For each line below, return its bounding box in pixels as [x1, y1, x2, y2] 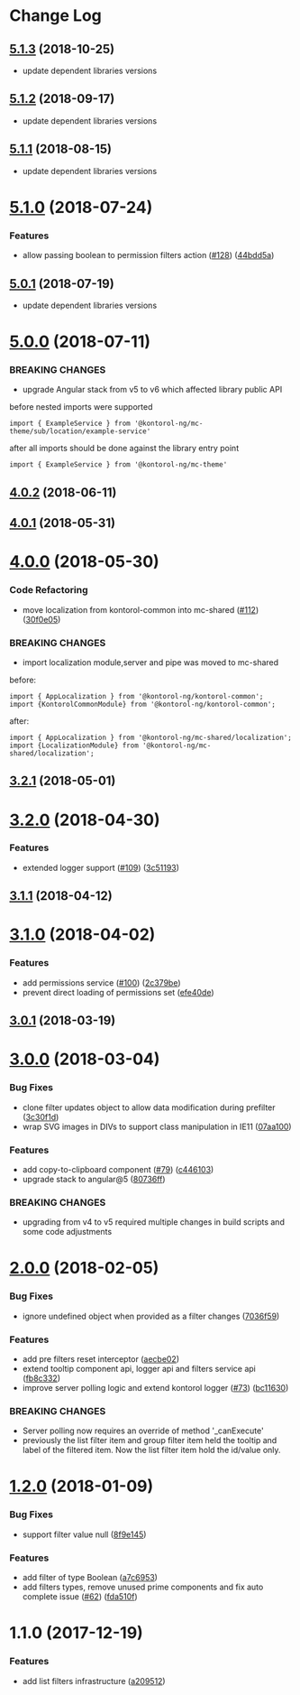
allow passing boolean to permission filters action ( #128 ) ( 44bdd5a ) [22, 250, 275, 261]
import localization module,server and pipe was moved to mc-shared [22, 656, 279, 668]
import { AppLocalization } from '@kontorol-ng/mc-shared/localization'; [9, 733, 293, 742]
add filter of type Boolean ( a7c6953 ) [22, 1572, 158, 1583]
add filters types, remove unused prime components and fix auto [22, 1581, 264, 1593]
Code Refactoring [9, 584, 88, 597]
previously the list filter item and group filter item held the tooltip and [22, 1435, 277, 1446]
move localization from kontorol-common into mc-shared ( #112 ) [22, 604, 259, 615]
